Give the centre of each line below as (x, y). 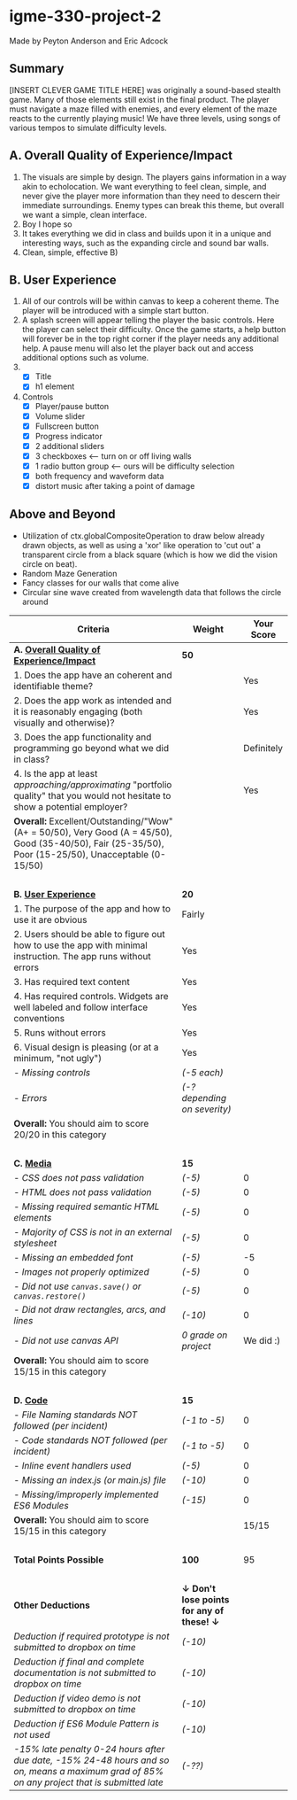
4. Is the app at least (56, 773)
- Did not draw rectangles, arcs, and (90, 1309)
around (35, 601)
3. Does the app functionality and (83, 737)
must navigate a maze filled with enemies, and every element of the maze (143, 109)
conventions (39, 1018)
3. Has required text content (72, 981)
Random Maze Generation (69, 573)
